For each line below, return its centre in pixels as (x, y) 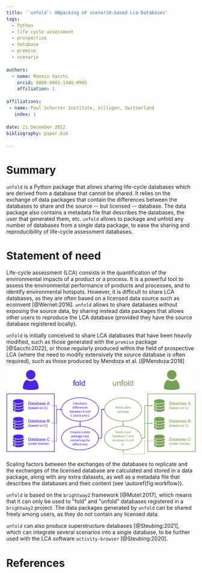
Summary (31, 170)
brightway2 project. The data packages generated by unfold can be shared (99, 508)
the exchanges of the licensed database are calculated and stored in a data (99, 471)
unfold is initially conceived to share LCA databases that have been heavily (99, 335)
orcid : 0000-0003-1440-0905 (52, 82)
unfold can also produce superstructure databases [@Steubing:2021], (93, 526)
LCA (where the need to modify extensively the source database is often (96, 355)
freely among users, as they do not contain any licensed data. (83, 514)
